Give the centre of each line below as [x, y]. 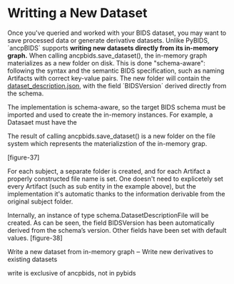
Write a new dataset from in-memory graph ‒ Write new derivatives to [111, 251]
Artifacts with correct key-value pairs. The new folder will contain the [109, 78]
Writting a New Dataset [77, 13]
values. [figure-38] [35, 238]
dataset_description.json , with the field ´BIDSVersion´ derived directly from [117, 85]
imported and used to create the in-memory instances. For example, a [110, 115]
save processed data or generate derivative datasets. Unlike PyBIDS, [108, 40]
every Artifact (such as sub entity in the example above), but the [102, 186]
